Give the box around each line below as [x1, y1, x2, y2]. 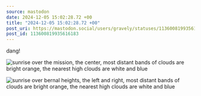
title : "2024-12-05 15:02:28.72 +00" [6, 20, 100, 26]
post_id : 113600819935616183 [6, 31, 79, 37]
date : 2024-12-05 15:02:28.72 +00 [6, 14, 93, 20]
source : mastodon [6, 8, 50, 15]
